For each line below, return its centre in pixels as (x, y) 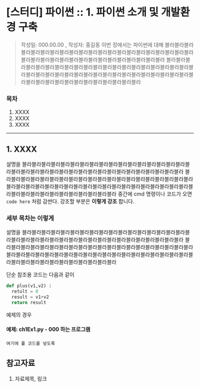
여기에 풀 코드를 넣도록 (31, 344)
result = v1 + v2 (30, 297)
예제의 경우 (19, 315)
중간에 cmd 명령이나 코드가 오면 (155, 194)
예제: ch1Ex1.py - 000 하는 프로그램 (48, 329)
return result (29, 302)
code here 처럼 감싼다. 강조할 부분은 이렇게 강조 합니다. (71, 201)
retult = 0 (25, 292)
